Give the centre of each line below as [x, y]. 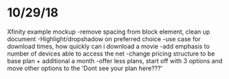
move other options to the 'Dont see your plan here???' [85, 68]
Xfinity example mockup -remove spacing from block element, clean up [109, 32]
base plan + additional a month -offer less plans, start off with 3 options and [115, 60]
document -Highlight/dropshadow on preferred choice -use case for [104, 38]
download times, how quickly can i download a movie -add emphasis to [108, 46]
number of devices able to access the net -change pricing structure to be [111, 54]
